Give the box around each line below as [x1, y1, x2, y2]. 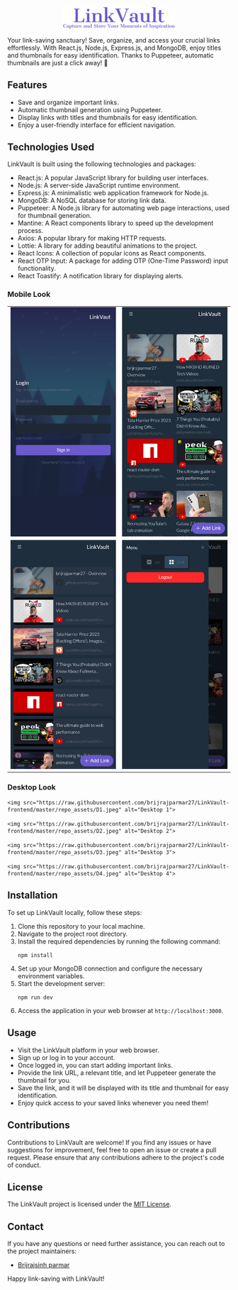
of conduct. [7, 1161, 41, 1169]
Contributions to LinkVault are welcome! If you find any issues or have [7, 1138, 212, 1147]
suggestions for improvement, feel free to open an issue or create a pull [7, 1145, 217, 1154]
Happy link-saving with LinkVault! [7, 1274, 105, 1283]
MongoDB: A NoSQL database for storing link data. [17, 196, 166, 205]
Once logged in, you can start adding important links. [17, 1061, 174, 1069]
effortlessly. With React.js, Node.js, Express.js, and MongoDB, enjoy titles [7, 43, 222, 52]
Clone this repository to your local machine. [17, 922, 145, 930]
